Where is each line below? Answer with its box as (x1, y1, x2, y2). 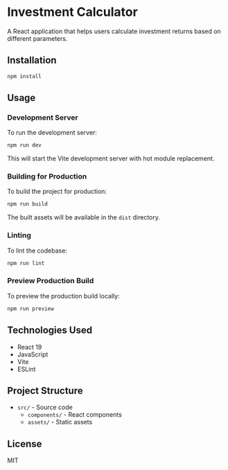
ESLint (17, 365, 36, 373)
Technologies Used (7, 325, 92, 336)
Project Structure (7, 385, 83, 397)
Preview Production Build (7, 276, 94, 286)
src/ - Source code (17, 403, 73, 412)
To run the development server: (7, 129, 97, 137)
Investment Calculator (7, 4, 139, 20)
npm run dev (7, 142, 42, 149)
